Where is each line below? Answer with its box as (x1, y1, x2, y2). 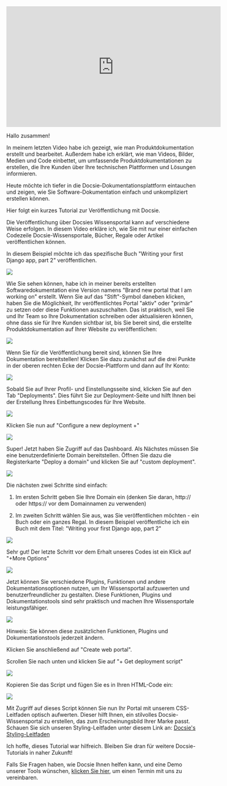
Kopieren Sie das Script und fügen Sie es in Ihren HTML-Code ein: (6, 681, 173, 689)
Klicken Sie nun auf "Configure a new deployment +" (6, 422, 140, 429)
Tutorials (6, 749, 29, 756)
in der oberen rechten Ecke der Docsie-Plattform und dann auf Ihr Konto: (6, 362, 190, 369)
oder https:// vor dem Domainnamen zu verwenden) (15, 500, 147, 507)
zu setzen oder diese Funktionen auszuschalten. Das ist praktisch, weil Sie (6, 306, 195, 313)
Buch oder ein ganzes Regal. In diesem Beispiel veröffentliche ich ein (15, 518, 190, 525)
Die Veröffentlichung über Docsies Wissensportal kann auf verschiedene (6, 219, 190, 226)
